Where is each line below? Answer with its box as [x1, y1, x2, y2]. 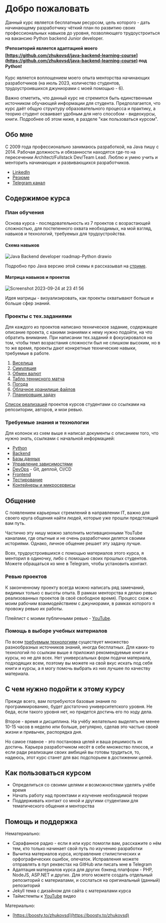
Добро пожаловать [5, 3, 90, 14]
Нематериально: [5, 831, 41, 837]
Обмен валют [12, 371, 42, 377]
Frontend [12, 472, 31, 478]
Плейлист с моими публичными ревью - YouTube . [5, 615, 111, 621]
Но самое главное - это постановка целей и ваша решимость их [5, 739, 143, 745]
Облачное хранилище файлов [12, 386, 76, 393]
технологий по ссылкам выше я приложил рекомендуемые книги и [5, 649, 148, 655]
